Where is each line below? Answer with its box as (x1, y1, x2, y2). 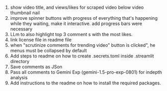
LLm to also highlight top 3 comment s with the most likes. (10, 32, 133, 37)
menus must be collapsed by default (10, 48, 87, 53)
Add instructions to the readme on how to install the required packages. (10, 80, 161, 86)
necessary (10, 26, 33, 32)
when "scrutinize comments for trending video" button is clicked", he (10, 42, 156, 48)
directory (10, 58, 30, 64)
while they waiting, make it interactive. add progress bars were (10, 20, 142, 26)
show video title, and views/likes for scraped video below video (10, 5, 144, 10)
